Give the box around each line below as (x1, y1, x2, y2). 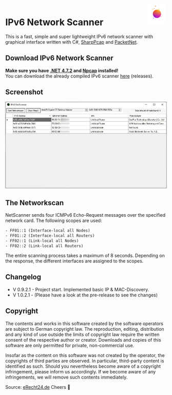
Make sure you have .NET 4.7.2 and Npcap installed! (5, 67, 119, 73)
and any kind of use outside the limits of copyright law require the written (5, 331, 160, 337)
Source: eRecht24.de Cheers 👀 (5, 384, 71, 390)
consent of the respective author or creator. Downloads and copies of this (5, 336, 161, 343)
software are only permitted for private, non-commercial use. (5, 342, 135, 348)
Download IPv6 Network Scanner (5, 54, 114, 63)
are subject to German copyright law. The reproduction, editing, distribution (5, 326, 165, 332)
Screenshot (5, 88, 44, 97)
